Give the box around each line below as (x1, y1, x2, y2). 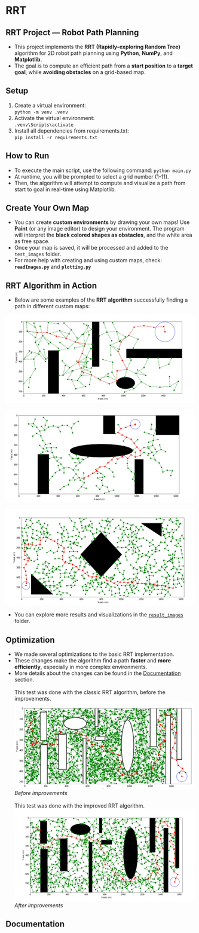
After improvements (14, 901, 63, 909)
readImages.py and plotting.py (14, 263, 91, 271)
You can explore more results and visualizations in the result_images (14, 611, 183, 618)
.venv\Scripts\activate (14, 122, 74, 128)
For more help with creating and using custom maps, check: (14, 257, 163, 264)
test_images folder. (14, 250, 62, 257)
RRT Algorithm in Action (5, 280, 97, 290)
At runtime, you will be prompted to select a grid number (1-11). (14, 173, 169, 180)
